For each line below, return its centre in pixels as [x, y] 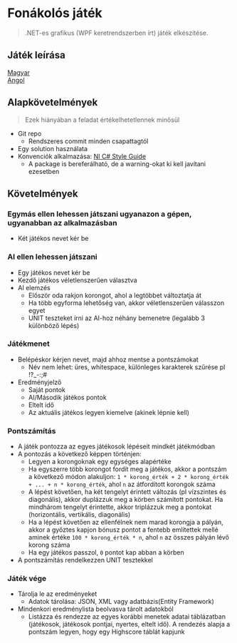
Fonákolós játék [55, 13]
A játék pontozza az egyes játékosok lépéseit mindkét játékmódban [116, 446]
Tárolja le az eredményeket [57, 594]
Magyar [19, 72]
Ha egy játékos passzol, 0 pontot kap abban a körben [106, 552]
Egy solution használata [52, 148]
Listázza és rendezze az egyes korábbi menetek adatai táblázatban [127, 617]
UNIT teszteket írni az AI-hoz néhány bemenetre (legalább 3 [116, 318]
